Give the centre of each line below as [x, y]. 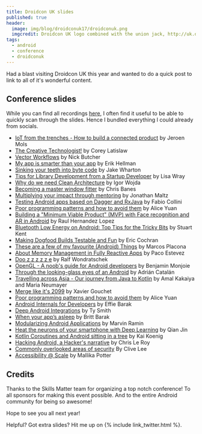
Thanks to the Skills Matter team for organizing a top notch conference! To [98, 389]
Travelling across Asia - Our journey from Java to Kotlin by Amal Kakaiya [105, 279]
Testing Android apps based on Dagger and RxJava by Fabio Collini [98, 202]
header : [16, 23]
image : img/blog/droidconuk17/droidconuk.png [70, 29]
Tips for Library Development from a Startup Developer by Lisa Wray [100, 176]
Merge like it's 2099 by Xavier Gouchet [63, 291]
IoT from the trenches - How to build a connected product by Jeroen [100, 138]
